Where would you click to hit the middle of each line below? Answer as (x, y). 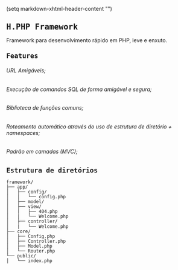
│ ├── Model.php (29, 246)
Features (22, 56)
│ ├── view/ (24, 207)
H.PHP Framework (42, 27)
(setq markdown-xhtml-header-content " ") (59, 9)
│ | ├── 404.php (32, 212)
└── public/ (21, 256)
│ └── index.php (29, 261)
